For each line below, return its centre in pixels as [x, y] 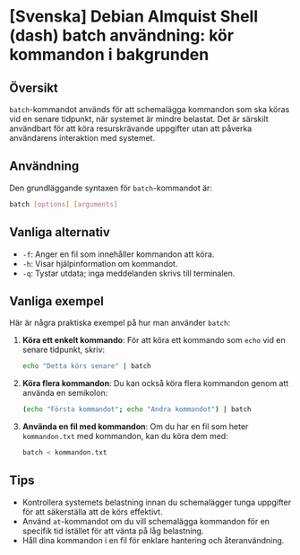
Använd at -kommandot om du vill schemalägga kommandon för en [146, 521]
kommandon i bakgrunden [109, 55]
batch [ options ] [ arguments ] [64, 204]
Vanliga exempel [57, 301]
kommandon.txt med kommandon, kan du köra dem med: [125, 436]
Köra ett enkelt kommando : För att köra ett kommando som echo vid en [154, 340]
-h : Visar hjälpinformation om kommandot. [100, 263]
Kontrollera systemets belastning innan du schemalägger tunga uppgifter [157, 502]
